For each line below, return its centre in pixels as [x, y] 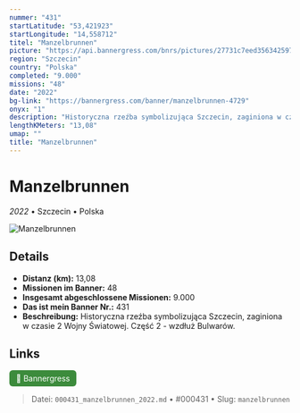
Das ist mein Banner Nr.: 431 [75, 307]
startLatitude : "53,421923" [62, 26]
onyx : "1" [28, 109]
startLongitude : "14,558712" [63, 34]
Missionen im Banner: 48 [70, 288]
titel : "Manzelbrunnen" [54, 42]
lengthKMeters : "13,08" [54, 126]
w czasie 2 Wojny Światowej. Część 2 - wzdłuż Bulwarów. [129, 325]
